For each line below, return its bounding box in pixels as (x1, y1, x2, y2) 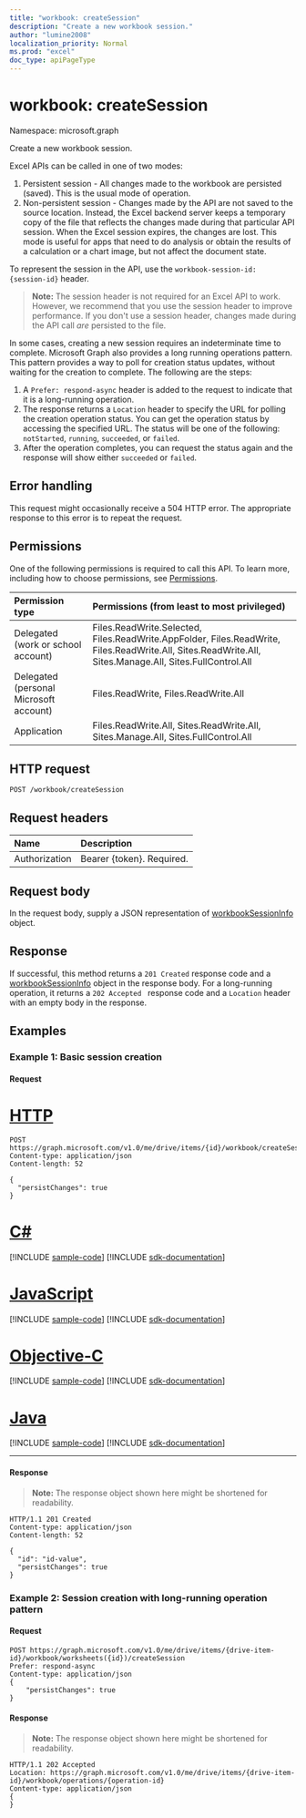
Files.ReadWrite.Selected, (92, 621, 202, 633)
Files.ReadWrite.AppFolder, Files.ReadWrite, (92, 632, 280, 645)
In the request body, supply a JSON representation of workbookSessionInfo (9, 908, 294, 919)
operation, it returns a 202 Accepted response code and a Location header (9, 987, 291, 998)
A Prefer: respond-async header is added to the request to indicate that (22, 384, 293, 395)
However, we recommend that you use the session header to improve (31, 300, 293, 311)
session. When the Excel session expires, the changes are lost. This (22, 226, 278, 237)
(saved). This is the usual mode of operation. (22, 188, 191, 199)
